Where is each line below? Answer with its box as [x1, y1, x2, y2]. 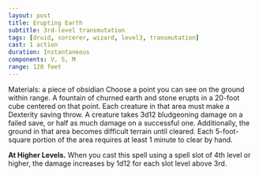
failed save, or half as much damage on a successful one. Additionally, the [8, 118, 250, 127]
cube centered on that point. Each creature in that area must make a [8, 101, 231, 110]
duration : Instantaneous [8, 48, 90, 56]
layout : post [8, 11, 51, 20]
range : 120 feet [8, 63, 62, 71]
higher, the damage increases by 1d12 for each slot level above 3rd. [8, 159, 227, 168]
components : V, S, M [8, 56, 77, 64]
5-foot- [215, 126, 239, 136]
